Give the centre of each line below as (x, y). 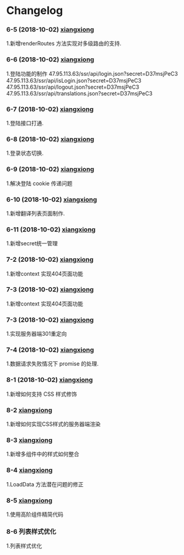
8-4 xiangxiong (29, 470)
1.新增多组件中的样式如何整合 (43, 454)
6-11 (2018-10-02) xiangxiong (51, 230)
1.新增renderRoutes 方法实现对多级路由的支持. (64, 44)
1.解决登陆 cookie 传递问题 (39, 183)
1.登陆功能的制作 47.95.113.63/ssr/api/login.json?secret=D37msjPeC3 (92, 73)
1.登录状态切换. (25, 153)
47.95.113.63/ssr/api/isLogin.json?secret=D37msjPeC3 (74, 80)
